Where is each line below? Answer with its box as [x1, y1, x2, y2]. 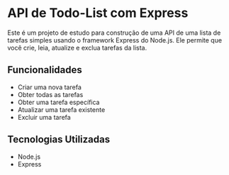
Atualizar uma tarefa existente [17, 105, 106, 114]
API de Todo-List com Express [7, 5, 189, 21]
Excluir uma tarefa [17, 113, 71, 121]
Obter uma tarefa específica [17, 98, 100, 106]
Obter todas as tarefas [17, 90, 84, 98]
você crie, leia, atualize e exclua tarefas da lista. [7, 43, 147, 52]
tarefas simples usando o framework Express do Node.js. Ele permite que [7, 35, 222, 44]
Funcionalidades [7, 64, 83, 76]
